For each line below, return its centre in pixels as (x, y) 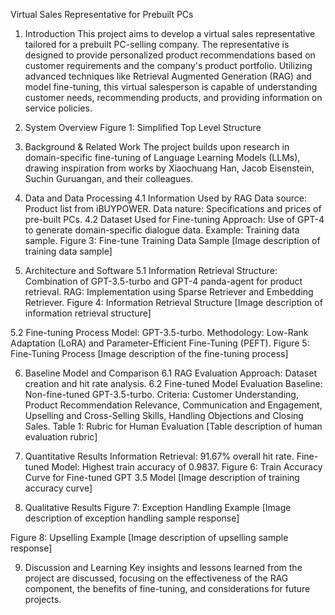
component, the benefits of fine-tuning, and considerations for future (167, 588)
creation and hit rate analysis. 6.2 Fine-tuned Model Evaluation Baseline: (173, 383)
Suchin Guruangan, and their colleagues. (109, 178)
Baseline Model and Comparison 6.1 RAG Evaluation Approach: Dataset (171, 373)
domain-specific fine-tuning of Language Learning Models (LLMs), (162, 157)
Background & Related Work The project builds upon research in (157, 147)
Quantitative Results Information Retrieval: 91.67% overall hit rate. (159, 456)
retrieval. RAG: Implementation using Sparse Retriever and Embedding (169, 292)
